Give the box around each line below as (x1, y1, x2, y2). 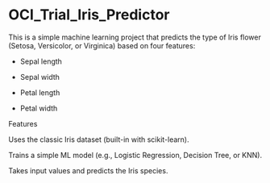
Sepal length (19, 56, 63, 66)
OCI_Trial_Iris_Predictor (8, 6, 170, 24)
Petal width (19, 103, 58, 113)
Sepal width (19, 72, 60, 81)
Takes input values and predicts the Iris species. (8, 165, 168, 175)
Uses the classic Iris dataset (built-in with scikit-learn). (8, 135, 189, 144)
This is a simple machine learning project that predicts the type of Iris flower (8, 32, 262, 42)
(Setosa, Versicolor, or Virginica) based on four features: (8, 40, 196, 50)
